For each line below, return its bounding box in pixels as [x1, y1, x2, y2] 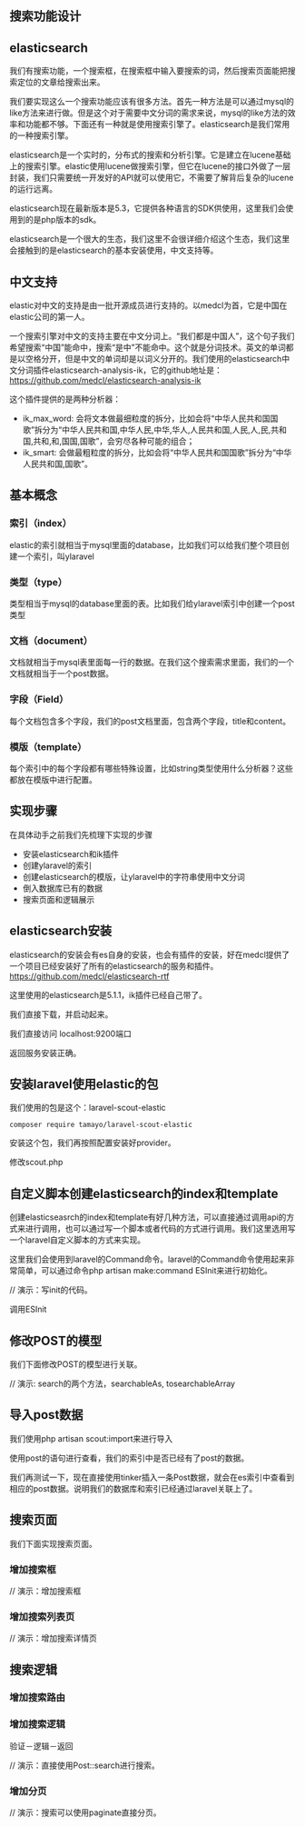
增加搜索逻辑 [9, 1718, 66, 1731]
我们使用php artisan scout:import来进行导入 [9, 1433, 173, 1443]
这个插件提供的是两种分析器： [9, 394, 121, 404]
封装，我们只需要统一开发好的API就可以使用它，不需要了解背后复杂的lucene [9, 172, 294, 184]
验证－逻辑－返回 [9, 1740, 74, 1752]
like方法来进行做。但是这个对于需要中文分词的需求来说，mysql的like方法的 [9, 107, 288, 118]
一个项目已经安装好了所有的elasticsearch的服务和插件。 [9, 960, 219, 971]
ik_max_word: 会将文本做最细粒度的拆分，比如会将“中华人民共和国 [22, 413, 271, 424]
